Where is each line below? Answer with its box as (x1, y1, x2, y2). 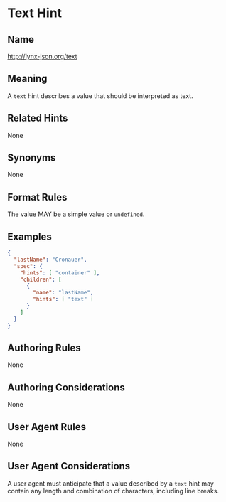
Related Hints (7, 112, 68, 124)
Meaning (7, 73, 48, 85)
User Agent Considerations (7, 460, 131, 472)
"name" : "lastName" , (33, 289, 94, 297)
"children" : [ (20, 276, 62, 283)
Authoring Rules (7, 341, 81, 353)
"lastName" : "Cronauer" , (14, 256, 87, 263)
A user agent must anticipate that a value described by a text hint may (7, 479, 215, 488)
